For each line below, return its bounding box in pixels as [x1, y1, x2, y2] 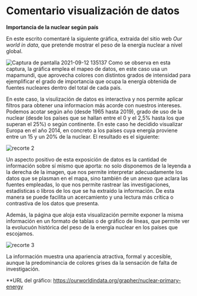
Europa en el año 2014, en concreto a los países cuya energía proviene [6, 127, 178, 134]
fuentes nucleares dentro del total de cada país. [6, 84, 122, 91]
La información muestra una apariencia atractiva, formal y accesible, [6, 252, 172, 260]
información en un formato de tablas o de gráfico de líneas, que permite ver [6, 217, 190, 225]
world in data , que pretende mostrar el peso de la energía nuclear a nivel [6, 41, 183, 48]
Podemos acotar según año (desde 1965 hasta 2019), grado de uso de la [6, 108, 182, 115]
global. [6, 47, 23, 54]
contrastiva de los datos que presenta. [6, 199, 99, 207]
